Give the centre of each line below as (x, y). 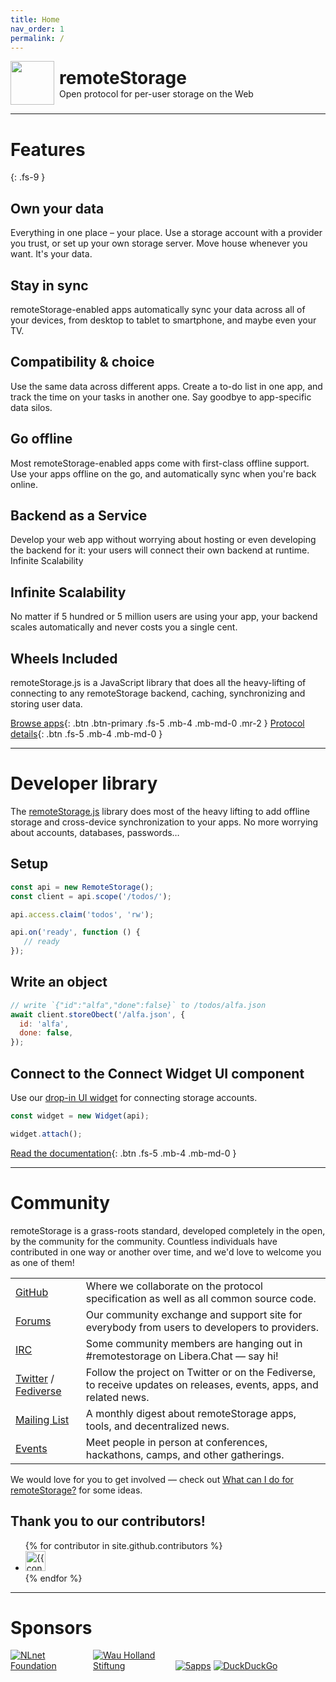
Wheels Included (64, 658)
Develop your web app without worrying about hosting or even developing (163, 540)
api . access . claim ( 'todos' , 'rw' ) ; (82, 914)
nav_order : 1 (37, 29)
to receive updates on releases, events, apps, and (202, 1384)
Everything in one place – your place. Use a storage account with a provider (166, 233)
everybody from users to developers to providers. (202, 1327)
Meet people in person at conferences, (176, 1442)
